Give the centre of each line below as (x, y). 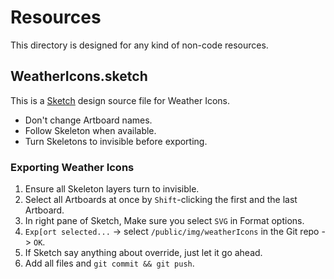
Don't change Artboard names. (88, 120)
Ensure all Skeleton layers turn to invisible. (112, 189)
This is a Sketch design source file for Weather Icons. (120, 100)
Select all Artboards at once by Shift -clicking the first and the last (161, 200)
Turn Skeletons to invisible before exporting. (116, 141)
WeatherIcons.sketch (79, 76)
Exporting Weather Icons (72, 167)
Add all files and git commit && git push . (109, 263)
